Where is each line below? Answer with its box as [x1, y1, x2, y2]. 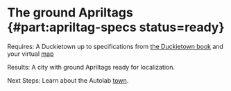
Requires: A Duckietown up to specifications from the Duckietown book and [7, 42, 224, 50]
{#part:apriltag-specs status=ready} [7, 19, 225, 35]
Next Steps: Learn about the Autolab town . [7, 76, 129, 84]
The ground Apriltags [7, 5, 133, 21]
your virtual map [7, 50, 54, 58]
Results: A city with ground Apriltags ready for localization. [7, 63, 176, 71]
